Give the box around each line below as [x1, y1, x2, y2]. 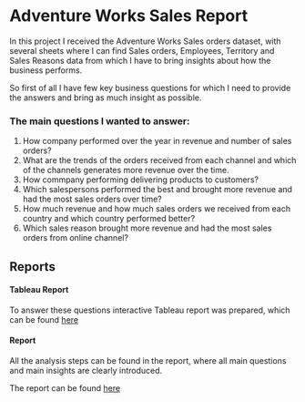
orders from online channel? [22, 232, 129, 243]
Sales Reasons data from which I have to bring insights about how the [9, 55, 271, 66]
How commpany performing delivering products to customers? [22, 174, 259, 185]
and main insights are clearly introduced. [9, 366, 163, 376]
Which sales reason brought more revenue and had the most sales [22, 222, 272, 233]
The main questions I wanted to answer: [9, 115, 190, 128]
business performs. [9, 65, 83, 76]
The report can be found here [9, 383, 121, 394]
